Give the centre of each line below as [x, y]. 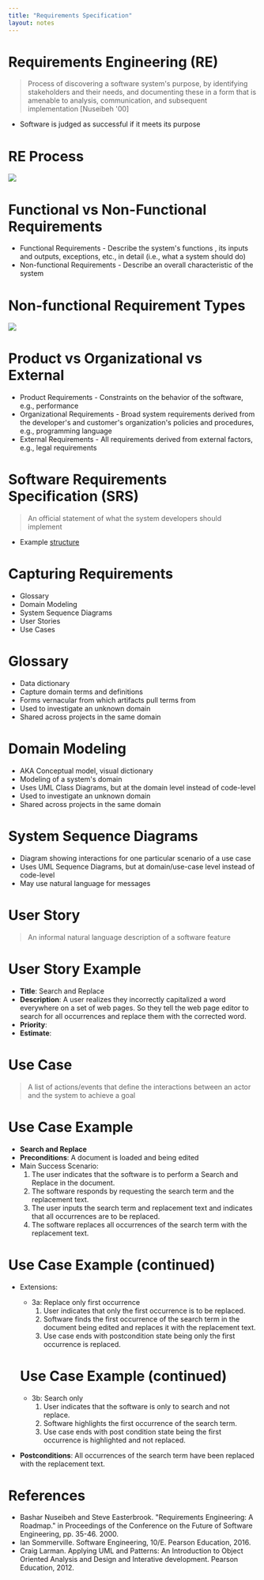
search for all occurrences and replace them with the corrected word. [133, 1016]
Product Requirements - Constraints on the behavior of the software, [131, 398]
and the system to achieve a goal [81, 1095]
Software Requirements [88, 480]
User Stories [40, 621]
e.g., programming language [66, 431]
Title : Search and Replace [62, 991]
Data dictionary [45, 683]
